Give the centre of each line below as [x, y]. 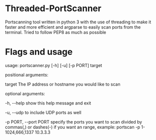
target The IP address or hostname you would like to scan [63, 84]
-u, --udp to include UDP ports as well [43, 112]
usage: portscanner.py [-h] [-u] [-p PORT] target [54, 65]
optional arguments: [25, 93]
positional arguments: [27, 75]
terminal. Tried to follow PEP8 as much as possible [56, 32]
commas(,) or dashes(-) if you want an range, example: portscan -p [73, 127]
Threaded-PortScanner [53, 9]
